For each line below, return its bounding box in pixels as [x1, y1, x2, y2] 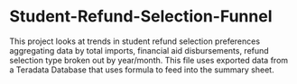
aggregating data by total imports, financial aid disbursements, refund [9, 45, 269, 55]
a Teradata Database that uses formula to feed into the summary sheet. [9, 64, 274, 75]
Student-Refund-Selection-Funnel [9, 6, 273, 27]
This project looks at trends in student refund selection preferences [9, 36, 260, 46]
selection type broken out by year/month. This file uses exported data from [9, 55, 289, 65]
